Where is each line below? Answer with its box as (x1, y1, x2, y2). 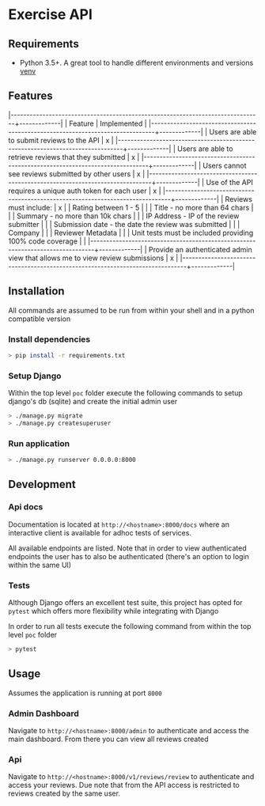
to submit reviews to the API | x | (8, 135, 114, 145)
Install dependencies (8, 334, 91, 345)
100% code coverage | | (8, 236, 87, 246)
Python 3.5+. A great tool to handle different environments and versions (19, 58, 254, 67)
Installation (8, 285, 65, 298)
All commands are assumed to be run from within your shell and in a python (8, 305, 255, 315)
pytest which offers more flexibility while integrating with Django (8, 607, 219, 615)
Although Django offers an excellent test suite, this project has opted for (8, 598, 243, 607)
